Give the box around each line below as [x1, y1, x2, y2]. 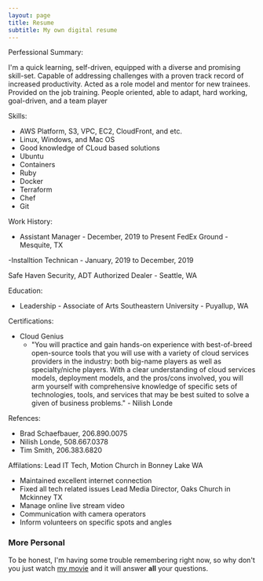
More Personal [8, 537, 65, 548]
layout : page [8, 11, 51, 20]
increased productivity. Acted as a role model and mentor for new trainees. [8, 79, 250, 89]
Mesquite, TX [19, 240, 64, 250]
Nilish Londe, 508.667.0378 [19, 437, 108, 447]
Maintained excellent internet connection [19, 476, 152, 485]
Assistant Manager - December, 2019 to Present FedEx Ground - [19, 232, 228, 242]
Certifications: [8, 316, 54, 326]
